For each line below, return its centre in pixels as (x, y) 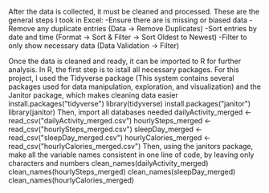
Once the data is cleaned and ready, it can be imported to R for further (125, 61)
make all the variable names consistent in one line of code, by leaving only (131, 155)
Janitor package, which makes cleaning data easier (93, 95)
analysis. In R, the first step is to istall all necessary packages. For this (124, 70)
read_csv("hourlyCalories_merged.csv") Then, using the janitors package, (131, 146)
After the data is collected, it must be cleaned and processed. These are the (134, 12)
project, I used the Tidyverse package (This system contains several (121, 78)
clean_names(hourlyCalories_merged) (71, 180)
